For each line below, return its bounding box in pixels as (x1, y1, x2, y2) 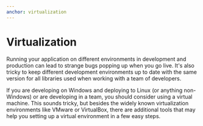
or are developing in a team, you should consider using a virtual (33, 93, 193, 100)
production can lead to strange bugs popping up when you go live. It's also (6, 61, 195, 69)
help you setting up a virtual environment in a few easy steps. (6, 112, 161, 119)
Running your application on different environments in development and (6, 55, 187, 63)
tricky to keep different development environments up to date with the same (6, 68, 197, 75)
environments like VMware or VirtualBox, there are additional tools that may (6, 106, 196, 113)
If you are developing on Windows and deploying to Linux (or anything (6, 86, 183, 94)
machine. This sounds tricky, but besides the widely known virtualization (6, 99, 189, 107)
